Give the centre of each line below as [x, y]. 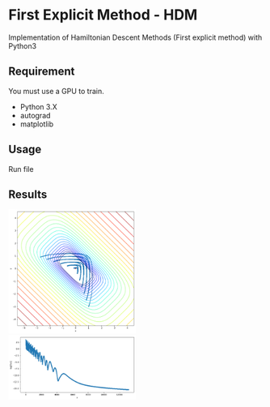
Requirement [42, 72]
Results [28, 194]
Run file [21, 169]
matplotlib [37, 124]
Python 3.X [39, 106]
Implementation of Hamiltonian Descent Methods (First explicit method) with [135, 37]
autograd [35, 115]
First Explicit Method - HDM [103, 15]
